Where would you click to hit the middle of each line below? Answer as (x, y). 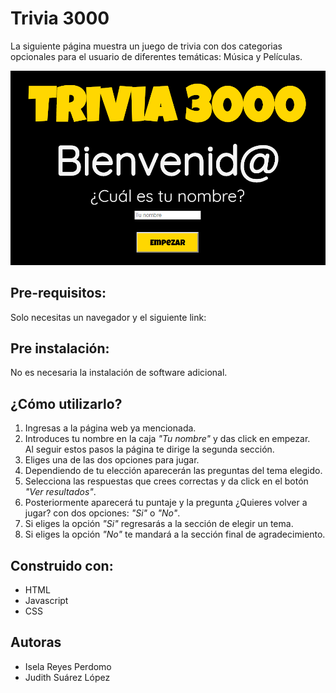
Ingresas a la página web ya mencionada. (110, 428)
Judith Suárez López (67, 677)
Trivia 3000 (60, 18)
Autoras (36, 642)
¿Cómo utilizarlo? (66, 403)
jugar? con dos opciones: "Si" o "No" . (102, 513)
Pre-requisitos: (58, 293)
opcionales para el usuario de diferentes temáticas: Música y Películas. (156, 56)
